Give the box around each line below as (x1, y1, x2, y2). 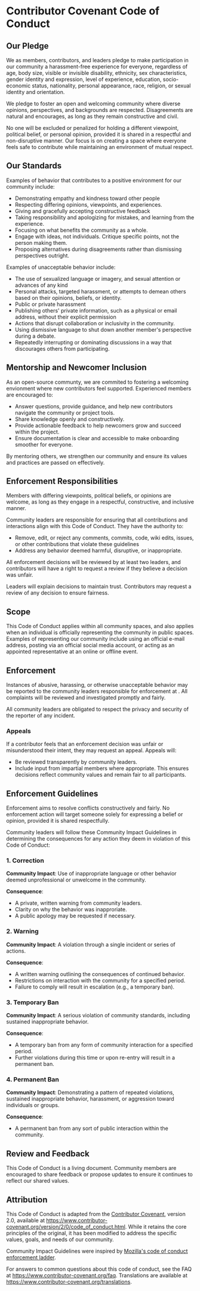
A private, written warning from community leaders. (14, 899, 142, 907)
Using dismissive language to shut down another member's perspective (14, 326, 192, 333)
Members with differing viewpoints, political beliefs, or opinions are (6, 492, 171, 499)
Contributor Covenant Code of (6, 4, 160, 18)
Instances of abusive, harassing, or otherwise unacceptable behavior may (6, 681, 188, 689)
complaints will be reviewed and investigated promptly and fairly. (6, 694, 166, 701)
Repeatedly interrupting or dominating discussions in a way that (14, 338, 172, 346)
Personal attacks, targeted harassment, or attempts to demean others (14, 287, 186, 295)
